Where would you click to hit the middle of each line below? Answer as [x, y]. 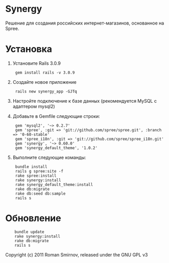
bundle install [31, 166]
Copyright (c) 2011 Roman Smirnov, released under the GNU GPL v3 [77, 255]
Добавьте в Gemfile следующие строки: [56, 116]
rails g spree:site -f [39, 171]
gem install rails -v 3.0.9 [45, 73]
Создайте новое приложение [44, 82]
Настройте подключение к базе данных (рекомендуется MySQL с [85, 101]
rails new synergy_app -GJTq [46, 91]
